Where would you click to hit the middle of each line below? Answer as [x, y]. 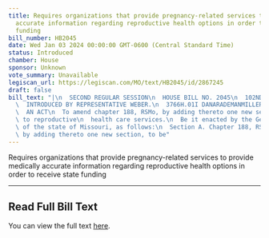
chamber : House [34, 61]
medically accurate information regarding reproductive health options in [127, 165]
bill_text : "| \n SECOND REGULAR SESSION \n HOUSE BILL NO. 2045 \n [123, 97]
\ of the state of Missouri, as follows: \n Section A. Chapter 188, [134, 127]
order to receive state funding [57, 174]
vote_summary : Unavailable [53, 75]
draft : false [30, 90]
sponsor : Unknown [37, 68]
